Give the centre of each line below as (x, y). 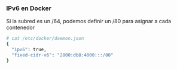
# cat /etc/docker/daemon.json (45, 39)
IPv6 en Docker (29, 8)
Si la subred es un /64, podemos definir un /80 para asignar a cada (89, 21)
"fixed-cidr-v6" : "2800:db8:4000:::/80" (62, 55)
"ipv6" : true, (29, 50)
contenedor (20, 27)
